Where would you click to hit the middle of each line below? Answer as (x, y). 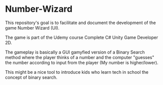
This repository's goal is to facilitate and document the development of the (81, 23)
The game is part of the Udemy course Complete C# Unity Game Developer (81, 37)
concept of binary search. (31, 77)
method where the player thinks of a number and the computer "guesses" (80, 57)
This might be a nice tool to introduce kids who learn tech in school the (77, 72)
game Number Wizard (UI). (32, 28)
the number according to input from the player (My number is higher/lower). (82, 62)
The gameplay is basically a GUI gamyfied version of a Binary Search (75, 52)
